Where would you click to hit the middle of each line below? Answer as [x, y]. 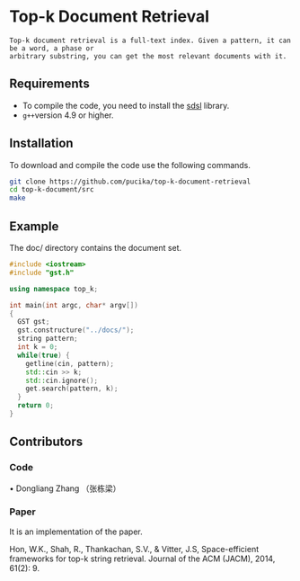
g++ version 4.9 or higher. [68, 115]
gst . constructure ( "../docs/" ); [76, 330]
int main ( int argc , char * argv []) [74, 305]
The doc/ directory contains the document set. [96, 248]
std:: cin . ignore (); [62, 380]
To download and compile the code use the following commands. [130, 165]
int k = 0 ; [38, 347]
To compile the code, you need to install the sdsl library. [126, 105]
